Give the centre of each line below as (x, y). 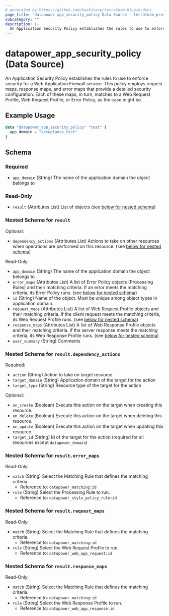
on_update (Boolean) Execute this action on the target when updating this (88, 426)
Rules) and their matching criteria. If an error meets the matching (80, 287)
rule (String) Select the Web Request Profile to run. (66, 547)
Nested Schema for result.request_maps (55, 511)
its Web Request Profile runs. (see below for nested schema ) (75, 319)
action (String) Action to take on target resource (62, 375)
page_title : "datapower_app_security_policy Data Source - (68, 15)
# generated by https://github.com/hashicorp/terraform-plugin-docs (78, 10)
